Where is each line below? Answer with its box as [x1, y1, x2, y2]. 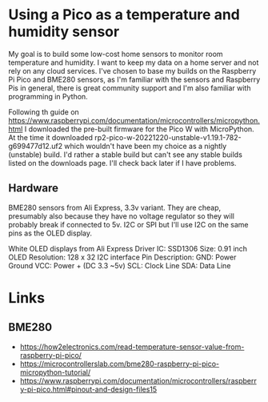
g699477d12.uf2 [8, 141, 62, 151]
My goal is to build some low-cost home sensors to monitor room [8, 49, 223, 58]
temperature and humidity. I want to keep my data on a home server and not [8, 58, 259, 67]
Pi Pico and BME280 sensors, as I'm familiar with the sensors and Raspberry [8, 74, 261, 84]
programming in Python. [8, 91, 88, 101]
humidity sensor [8, 22, 120, 41]
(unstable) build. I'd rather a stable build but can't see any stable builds [8, 150, 242, 159]
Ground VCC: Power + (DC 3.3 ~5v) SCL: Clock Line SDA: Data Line [8, 260, 231, 270]
